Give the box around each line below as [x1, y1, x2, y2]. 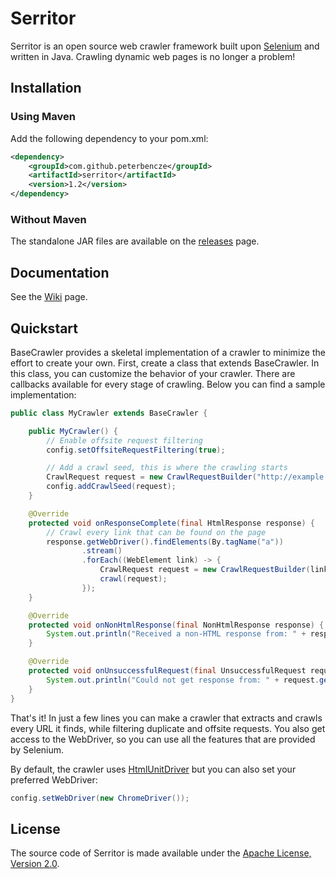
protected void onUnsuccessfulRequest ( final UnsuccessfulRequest [28, 666, 307, 676]
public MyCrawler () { [28, 426, 118, 436]
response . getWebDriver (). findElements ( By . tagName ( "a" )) [46, 537, 284, 547]
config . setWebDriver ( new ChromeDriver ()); [10, 793, 190, 803]
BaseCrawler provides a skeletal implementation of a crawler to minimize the [10, 346, 326, 358]
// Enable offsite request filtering [46, 435, 203, 446]
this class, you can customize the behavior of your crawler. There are [10, 367, 296, 379]
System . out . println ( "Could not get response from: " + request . [46, 675, 320, 685]
